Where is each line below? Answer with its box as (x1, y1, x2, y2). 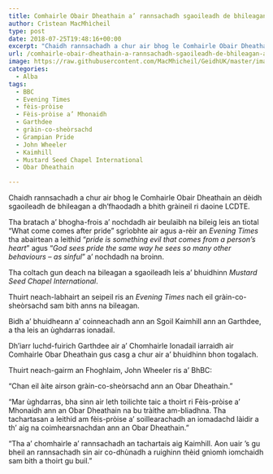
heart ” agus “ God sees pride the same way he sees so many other (8, 244, 232, 253)
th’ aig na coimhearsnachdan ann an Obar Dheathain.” (8, 423, 189, 432)
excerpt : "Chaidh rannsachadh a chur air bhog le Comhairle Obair (8, 42, 238, 50)
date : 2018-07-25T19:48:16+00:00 (8, 34, 122, 43)
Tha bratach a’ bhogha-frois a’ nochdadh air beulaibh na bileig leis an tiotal (8, 217, 259, 227)
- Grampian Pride (15, 133, 75, 141)
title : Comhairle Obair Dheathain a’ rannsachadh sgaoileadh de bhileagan (8, 11, 267, 20)
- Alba (15, 72, 38, 81)
